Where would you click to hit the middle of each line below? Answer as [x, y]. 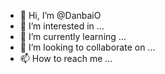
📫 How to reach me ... [66, 58]
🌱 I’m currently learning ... [73, 36]
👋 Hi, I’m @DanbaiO [60, 15]
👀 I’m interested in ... [62, 26]
